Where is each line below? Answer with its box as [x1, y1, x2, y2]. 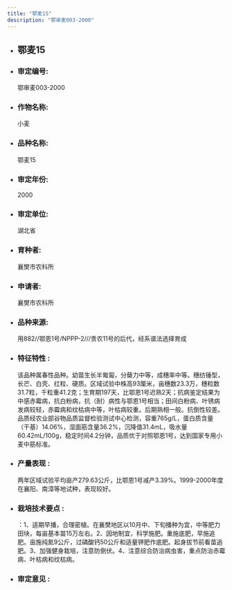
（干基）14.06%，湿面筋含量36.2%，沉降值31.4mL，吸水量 [17, 422, 188, 431]
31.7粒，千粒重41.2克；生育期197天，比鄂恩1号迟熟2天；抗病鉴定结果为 [17, 388, 220, 396]
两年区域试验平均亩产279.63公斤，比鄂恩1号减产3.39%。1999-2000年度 [17, 476, 224, 484]
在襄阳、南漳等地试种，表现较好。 [17, 484, 115, 492]
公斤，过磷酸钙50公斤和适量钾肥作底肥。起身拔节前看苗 [57, 538, 217, 546]
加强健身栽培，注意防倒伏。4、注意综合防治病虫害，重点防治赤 [39, 546, 220, 555]
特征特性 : [17, 354, 51, 364]
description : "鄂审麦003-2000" [7, 17, 95, 24]
